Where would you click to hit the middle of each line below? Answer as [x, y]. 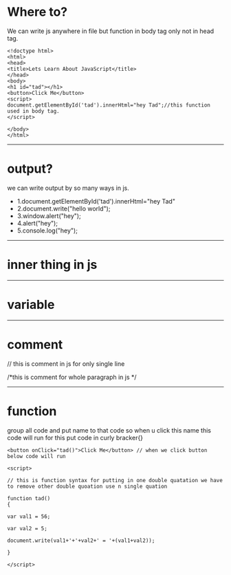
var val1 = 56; [29, 517]
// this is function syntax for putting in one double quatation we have [115, 480]
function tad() [29, 498]
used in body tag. [33, 111]
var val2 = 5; [27, 528]
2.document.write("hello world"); [64, 208]
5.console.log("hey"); [47, 230]
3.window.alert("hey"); [49, 216]
